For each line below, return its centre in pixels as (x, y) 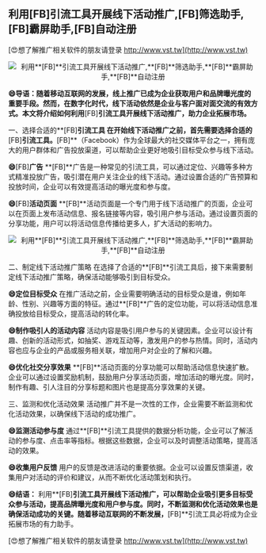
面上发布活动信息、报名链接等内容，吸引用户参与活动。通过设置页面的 (143, 213)
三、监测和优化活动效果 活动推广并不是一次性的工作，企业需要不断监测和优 (131, 404)
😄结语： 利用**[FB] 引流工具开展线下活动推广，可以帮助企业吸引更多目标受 (131, 493)
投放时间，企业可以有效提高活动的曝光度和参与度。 (91, 186)
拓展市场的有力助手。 (43, 524)
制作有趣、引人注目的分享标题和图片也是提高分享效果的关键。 (109, 386)
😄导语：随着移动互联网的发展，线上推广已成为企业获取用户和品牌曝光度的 (130, 93)
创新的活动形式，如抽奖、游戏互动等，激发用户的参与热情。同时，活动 (136, 340)
